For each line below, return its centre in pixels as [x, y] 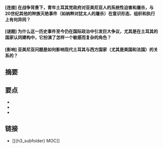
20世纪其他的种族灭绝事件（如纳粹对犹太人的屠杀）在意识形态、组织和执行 [80, 13]
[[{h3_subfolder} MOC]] [36, 141]
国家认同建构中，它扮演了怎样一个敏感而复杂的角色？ [58, 37]
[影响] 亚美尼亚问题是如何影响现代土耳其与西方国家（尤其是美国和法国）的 [79, 49]
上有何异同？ [18, 19]
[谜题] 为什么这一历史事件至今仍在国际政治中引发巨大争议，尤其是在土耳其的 [81, 31]
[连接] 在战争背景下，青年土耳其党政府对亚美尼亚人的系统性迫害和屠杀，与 [79, 7]
